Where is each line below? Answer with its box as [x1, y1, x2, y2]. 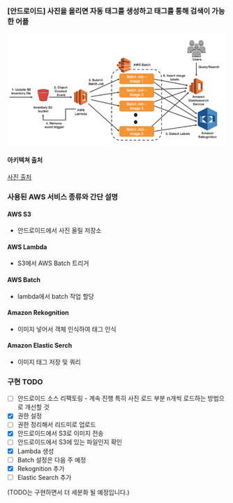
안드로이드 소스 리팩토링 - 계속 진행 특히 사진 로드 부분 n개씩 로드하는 [17, 394, 206, 403]
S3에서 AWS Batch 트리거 [17, 259, 89, 267]
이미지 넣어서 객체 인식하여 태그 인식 [17, 325, 116, 333]
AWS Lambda [7, 243, 47, 251]
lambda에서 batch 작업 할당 [17, 292, 94, 300]
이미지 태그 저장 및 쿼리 [17, 357, 82, 366]
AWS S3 [7, 210, 31, 218]
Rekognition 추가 [17, 464, 65, 473]
